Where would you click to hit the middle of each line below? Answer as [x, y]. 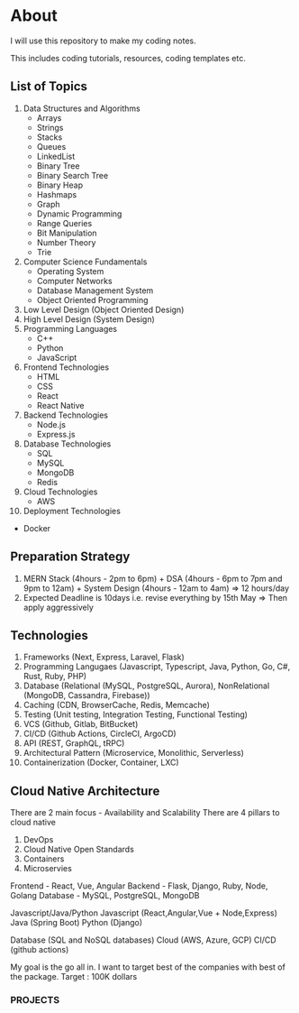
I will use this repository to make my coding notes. [103, 41]
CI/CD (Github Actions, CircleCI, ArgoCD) [100, 734]
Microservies [48, 869]
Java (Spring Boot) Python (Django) [77, 923]
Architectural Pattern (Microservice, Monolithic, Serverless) [133, 753]
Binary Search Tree [72, 175]
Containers [44, 859]
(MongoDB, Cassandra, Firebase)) [87, 695]
